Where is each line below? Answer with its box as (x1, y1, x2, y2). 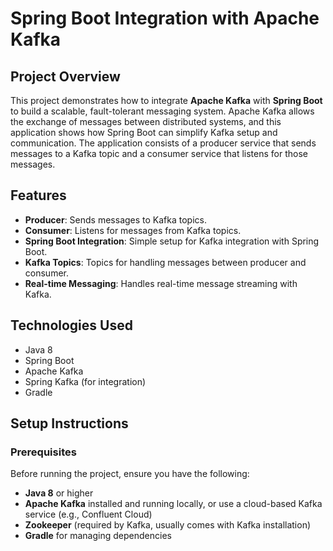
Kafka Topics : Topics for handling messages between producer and (24, 256, 307, 268)
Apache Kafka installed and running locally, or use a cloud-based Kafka (24, 498, 323, 510)
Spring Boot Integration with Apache (10, 7, 320, 30)
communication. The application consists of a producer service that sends (10, 137, 317, 149)
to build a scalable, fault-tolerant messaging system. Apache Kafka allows (10, 105, 315, 117)
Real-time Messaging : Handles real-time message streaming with (24, 277, 298, 289)
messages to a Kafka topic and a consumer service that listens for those (10, 148, 308, 159)
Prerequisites (10, 445, 77, 459)
